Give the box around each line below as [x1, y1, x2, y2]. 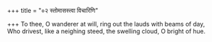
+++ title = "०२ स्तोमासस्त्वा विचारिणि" [7, 7, 98, 14]
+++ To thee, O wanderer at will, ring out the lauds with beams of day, [7, 20, 205, 28]
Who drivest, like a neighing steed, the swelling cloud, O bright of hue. [7, 27, 206, 35]
